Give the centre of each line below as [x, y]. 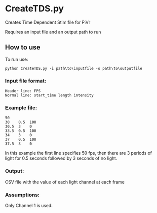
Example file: [21, 108]
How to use [23, 47]
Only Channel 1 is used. [29, 205]
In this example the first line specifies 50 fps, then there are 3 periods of [78, 153]
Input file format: [26, 81]
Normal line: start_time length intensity [49, 95]
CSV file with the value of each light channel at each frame [65, 182]
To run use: [17, 59]
